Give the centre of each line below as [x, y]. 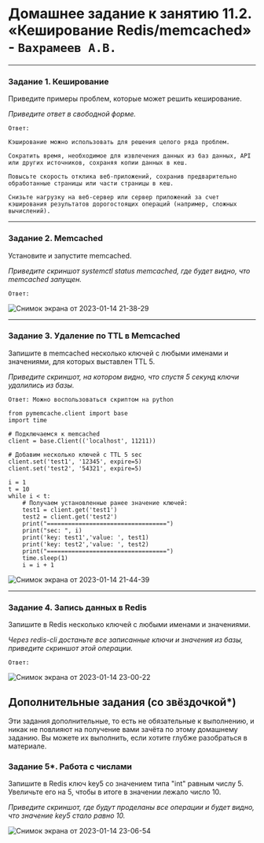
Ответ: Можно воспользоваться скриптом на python [91, 399]
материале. [27, 746]
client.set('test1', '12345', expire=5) [75, 462]
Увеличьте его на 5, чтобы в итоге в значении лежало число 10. [115, 792]
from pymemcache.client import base [68, 413]
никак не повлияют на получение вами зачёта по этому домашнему [123, 729]
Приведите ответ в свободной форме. [72, 114]
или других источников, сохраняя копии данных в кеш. [98, 163]
